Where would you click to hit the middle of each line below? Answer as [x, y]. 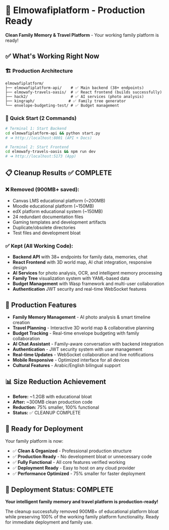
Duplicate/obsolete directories [44, 227]
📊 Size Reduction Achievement [56, 382]
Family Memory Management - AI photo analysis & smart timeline [81, 317]
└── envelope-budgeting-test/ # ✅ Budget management [62, 105]
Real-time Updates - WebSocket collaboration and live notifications [83, 354]
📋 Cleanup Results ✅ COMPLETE [59, 173]
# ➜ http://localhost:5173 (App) [41, 156]
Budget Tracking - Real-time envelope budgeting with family [76, 333]
